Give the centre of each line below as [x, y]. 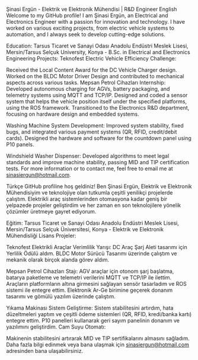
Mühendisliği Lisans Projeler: [41, 235]
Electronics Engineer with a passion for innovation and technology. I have [96, 22]
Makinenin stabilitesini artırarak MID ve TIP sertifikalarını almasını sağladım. [98, 338]
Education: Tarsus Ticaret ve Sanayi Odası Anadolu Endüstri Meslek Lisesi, [97, 46]
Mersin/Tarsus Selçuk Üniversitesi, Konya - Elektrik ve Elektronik [85, 229]
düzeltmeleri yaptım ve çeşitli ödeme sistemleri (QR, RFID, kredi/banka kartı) [99, 314]
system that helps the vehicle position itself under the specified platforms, [97, 101]
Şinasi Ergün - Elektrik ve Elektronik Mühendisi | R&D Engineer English [92, 9]
